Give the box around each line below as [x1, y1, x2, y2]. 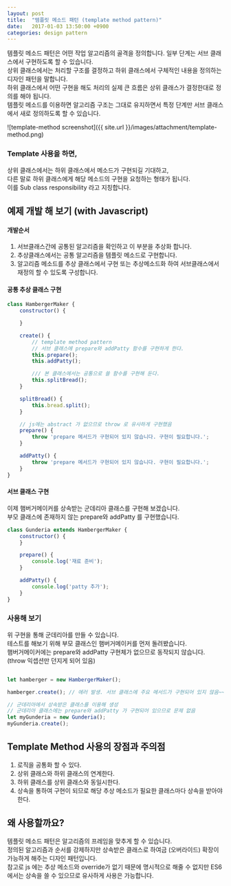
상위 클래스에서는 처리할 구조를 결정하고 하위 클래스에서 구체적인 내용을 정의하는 [7, 66, 222, 74]
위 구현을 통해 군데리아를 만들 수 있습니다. [7, 630, 119, 639]
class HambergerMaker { [7, 301, 76, 308]
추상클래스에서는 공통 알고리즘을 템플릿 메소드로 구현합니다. [16, 251, 177, 259]
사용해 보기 [7, 614, 42, 624]
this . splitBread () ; [32, 377, 88, 384]
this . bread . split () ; [32, 402, 91, 409]
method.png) [7, 130, 44, 138]
